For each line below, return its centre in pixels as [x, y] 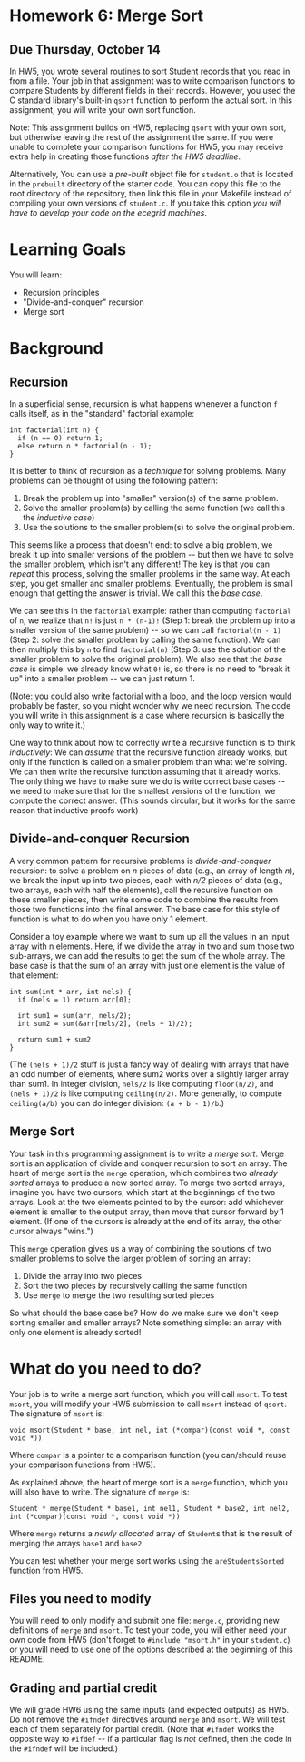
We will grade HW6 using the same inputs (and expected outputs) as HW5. [149, 1710]
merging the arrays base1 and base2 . [77, 1543]
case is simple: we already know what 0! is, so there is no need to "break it [150, 669]
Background [56, 349]
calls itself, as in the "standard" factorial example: [102, 413]
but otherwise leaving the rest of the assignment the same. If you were [142, 137]
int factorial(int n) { [54, 430]
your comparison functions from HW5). [83, 1465]
